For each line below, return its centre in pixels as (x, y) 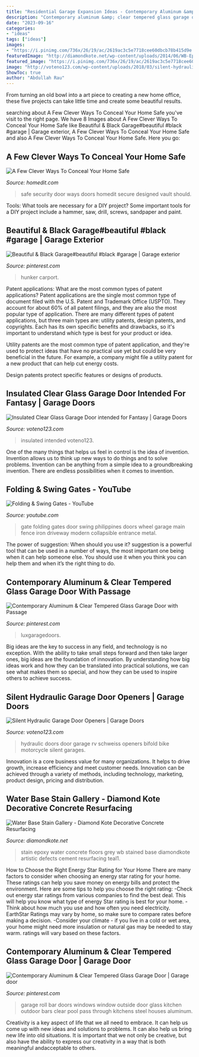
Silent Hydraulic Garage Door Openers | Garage (95, 697)
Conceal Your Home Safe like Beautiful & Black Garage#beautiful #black (94, 125)
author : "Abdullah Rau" (36, 78)
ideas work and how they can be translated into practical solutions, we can (97, 666)
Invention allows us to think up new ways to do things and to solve (87, 458)
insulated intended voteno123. (57, 440)
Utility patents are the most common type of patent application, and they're (98, 344)
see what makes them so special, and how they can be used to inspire (92, 672)
